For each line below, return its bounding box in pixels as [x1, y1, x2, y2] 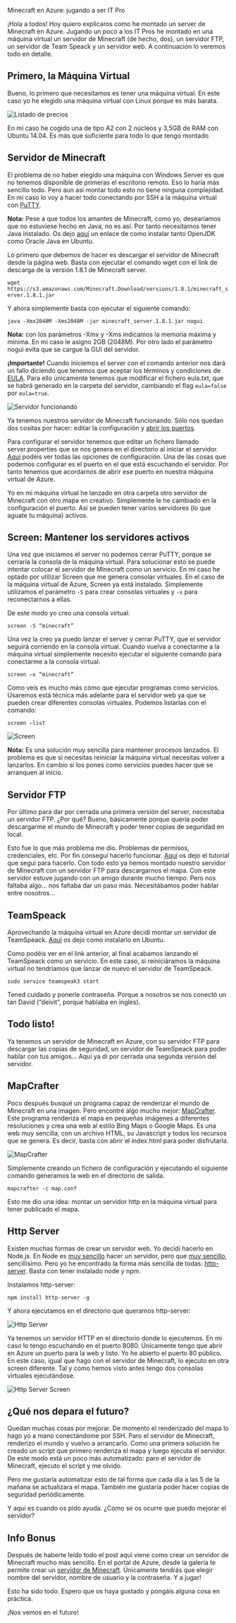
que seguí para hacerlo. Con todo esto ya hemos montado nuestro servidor [7, 858, 226, 868]
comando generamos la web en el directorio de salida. [7, 1171, 166, 1179]
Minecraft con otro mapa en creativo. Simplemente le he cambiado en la [7, 496, 217, 504]
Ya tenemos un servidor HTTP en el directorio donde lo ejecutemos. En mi [7, 1333, 223, 1342]
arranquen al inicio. [7, 768, 63, 777]
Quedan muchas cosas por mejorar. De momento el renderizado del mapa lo [7, 1424, 229, 1433]
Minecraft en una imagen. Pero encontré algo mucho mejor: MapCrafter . [7, 1106, 217, 1115]
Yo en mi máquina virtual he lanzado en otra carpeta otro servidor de [7, 488, 207, 497]
